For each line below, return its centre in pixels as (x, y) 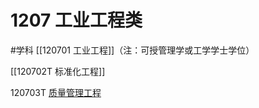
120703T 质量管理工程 (56, 92)
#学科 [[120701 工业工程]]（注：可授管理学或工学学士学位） (132, 50)
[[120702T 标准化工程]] (58, 71)
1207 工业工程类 (76, 20)
